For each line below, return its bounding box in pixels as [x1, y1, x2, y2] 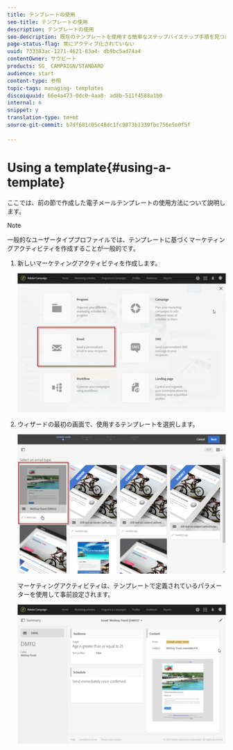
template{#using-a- [54, 159, 172, 175]
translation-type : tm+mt [7, 114, 79, 121]
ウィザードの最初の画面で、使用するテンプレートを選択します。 [17, 420, 199, 428]
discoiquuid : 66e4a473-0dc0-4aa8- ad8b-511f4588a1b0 [7, 92, 163, 99]
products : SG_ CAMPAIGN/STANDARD [7, 63, 104, 70]
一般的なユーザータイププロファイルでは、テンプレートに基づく [7, 235, 189, 244]
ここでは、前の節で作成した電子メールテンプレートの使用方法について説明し [7, 198, 226, 207]
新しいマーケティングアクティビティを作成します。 [17, 258, 162, 267]
